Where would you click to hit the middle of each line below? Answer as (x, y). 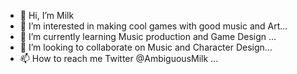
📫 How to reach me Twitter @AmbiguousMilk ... (119, 58)
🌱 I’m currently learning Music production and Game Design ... (148, 36)
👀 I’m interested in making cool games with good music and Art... (153, 26)
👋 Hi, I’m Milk (47, 15)
